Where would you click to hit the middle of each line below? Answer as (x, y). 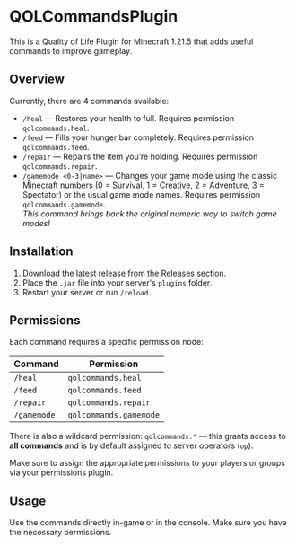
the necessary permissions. (61, 533)
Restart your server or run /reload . (86, 292)
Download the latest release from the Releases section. (124, 273)
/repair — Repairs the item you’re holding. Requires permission (140, 156)
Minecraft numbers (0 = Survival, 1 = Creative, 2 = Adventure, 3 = (143, 185)
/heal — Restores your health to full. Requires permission (128, 118)
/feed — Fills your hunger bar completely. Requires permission (138, 137)
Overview (37, 79)
